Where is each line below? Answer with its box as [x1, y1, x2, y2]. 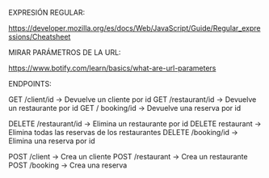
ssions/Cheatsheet [8, 32, 71, 41]
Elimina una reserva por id [8, 136, 95, 146]
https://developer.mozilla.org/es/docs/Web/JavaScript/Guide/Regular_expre [8, 23, 261, 32]
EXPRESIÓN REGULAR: [8, 8, 86, 17]
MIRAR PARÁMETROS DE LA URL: [8, 48, 121, 57]
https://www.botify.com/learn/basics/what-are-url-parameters [8, 63, 216, 73]
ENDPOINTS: [8, 79, 53, 88]
